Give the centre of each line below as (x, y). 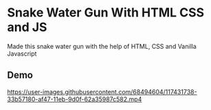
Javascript (22, 54)
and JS (27, 27)
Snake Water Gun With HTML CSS (106, 13)
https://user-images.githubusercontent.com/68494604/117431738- (102, 91)
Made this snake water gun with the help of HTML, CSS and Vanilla (102, 46)
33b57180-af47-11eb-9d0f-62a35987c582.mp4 (75, 99)
